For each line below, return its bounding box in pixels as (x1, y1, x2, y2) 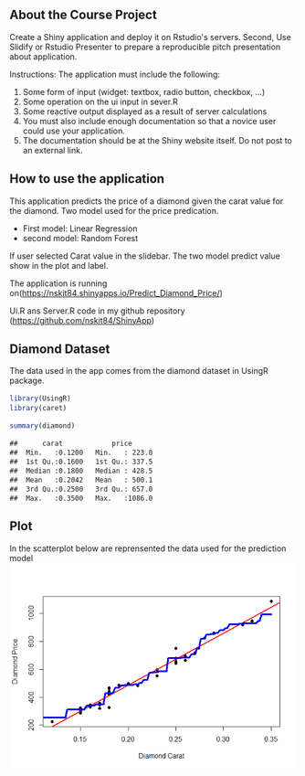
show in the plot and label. (9, 260, 109, 271)
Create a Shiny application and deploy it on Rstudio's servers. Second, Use (9, 31, 292, 42)
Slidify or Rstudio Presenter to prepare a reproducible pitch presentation (9, 41, 281, 52)
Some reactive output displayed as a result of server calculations (22, 105, 268, 117)
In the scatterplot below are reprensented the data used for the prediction (9, 543, 287, 554)
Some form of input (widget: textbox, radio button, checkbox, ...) (22, 86, 266, 97)
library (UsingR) (9, 394, 71, 403)
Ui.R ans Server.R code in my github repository (9, 305, 185, 316)
